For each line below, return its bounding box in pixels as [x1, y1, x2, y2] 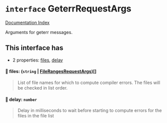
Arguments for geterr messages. [5, 29, 73, 35]
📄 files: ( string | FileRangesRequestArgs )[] [5, 68, 97, 74]
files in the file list [17, 113, 54, 119]
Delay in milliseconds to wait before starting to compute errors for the [17, 107, 162, 113]
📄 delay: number [5, 96, 37, 102]
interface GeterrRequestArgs [5, 3, 132, 14]
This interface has [5, 43, 64, 52]
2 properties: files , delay [12, 57, 63, 63]
